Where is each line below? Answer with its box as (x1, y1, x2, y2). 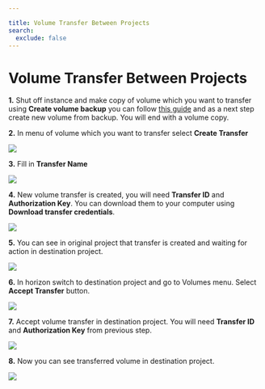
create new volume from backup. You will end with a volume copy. (8, 112, 229, 122)
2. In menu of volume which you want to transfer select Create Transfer (8, 129, 249, 138)
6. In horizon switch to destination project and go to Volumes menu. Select (8, 277, 257, 287)
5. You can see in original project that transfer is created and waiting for (8, 238, 248, 247)
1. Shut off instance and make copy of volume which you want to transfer (8, 95, 252, 105)
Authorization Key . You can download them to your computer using (8, 199, 235, 209)
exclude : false (15, 34, 67, 42)
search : (8, 26, 35, 35)
